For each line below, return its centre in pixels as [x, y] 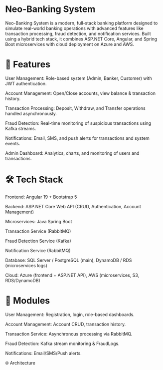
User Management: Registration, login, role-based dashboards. [70, 314]
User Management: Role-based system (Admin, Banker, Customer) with [79, 78]
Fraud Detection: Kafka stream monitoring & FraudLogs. [62, 344]
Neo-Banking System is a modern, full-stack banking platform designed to [81, 23]
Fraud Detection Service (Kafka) [38, 241]
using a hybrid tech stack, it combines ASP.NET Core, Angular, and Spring [81, 39]
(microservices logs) [26, 265]
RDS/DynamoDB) [23, 280]
